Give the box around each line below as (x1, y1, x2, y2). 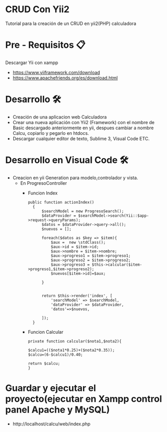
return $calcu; (27, 361, 60, 366)
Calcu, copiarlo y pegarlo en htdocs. (12, 130, 89, 136)
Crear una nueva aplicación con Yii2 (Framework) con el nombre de (12, 119, 155, 125)
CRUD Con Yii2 (5, 4, 70, 15)
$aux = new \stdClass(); (50, 240, 106, 245)
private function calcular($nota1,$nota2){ (27, 338, 122, 344)
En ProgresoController (20, 180, 67, 186)
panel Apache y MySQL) (5, 404, 110, 415)
